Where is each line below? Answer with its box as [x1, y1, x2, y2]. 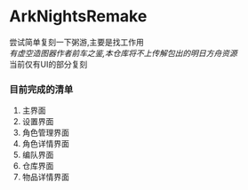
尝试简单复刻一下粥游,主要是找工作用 [9, 36, 145, 47]
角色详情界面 [21, 139, 69, 149]
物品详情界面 [21, 171, 69, 183]
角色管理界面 [21, 127, 69, 139]
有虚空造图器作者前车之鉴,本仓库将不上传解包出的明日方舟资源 [9, 47, 238, 59]
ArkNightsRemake [9, 6, 148, 27]
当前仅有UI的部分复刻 [9, 59, 88, 69]
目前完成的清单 [9, 83, 74, 95]
